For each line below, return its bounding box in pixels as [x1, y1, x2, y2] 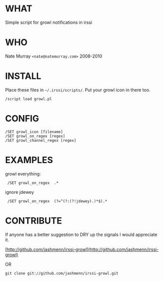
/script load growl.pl [5, 96, 52, 102]
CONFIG [5, 113, 39, 124]
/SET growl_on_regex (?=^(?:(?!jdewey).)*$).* [7, 199, 108, 204]
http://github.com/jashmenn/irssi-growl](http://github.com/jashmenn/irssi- [6, 246, 159, 252]
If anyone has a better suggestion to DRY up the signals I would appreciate [5, 231, 158, 237]
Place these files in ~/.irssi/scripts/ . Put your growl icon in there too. [5, 87, 151, 93]
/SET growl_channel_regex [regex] [5, 138, 77, 143]
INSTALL [5, 70, 42, 82]
